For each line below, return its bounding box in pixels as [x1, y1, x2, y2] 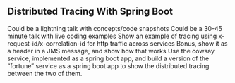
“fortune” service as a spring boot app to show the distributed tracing [7, 61, 210, 70]
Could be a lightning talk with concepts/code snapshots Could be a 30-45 [7, 24, 222, 32]
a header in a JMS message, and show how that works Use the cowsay [7, 46, 215, 55]
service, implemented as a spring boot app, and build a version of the [7, 54, 210, 63]
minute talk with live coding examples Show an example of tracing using [7, 32, 217, 40]
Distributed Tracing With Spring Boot [7, 6, 174, 18]
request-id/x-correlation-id [7, 39, 86, 48]
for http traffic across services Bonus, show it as [87, 39, 228, 48]
